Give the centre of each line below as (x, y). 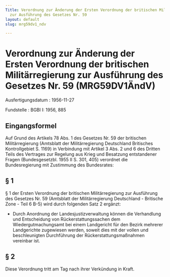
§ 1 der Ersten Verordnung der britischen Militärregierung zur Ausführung (81, 193)
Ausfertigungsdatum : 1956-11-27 (40, 100)
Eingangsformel (31, 126)
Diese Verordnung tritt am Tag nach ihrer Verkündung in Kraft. (70, 269)
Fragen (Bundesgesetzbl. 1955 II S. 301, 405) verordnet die (67, 160)
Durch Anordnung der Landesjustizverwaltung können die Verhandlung (87, 214)
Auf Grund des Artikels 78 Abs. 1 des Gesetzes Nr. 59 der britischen (76, 138)
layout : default (22, 19)
